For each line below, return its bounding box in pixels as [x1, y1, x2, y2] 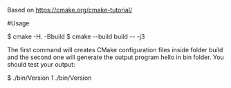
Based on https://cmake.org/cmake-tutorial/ [7, 6, 133, 14]
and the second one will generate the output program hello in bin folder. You [7, 53, 225, 61]
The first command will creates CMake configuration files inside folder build [7, 46, 223, 54]
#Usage [7, 19, 30, 27]
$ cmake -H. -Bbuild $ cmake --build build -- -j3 [7, 32, 145, 41]
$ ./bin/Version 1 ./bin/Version [7, 74, 92, 82]
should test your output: [7, 60, 75, 68]
